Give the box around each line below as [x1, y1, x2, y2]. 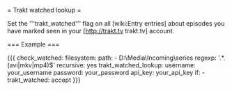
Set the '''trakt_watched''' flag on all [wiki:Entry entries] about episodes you [7, 19, 225, 27]
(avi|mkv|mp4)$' [7, 61, 56, 69]
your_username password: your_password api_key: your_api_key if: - [7, 69, 206, 76]
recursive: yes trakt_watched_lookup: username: [56, 61, 196, 69]
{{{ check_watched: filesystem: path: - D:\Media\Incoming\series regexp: [7, 53, 217, 62]
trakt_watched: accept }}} [7, 76, 82, 84]
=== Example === [7, 40, 60, 48]
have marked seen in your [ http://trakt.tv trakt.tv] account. [7, 27, 175, 35]
